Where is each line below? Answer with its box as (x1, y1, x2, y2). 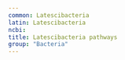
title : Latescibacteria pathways (8, 33, 118, 41)
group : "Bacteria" (8, 41, 68, 48)
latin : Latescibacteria (8, 19, 86, 26)
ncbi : (8, 26, 26, 34)
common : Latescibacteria (8, 11, 90, 19)
